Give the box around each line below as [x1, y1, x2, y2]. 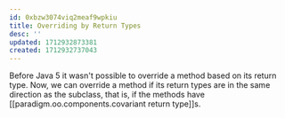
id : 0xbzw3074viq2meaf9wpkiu [9, 12, 118, 22]
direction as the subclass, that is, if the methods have [9, 90, 205, 100]
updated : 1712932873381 [9, 37, 98, 47]
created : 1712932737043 [9, 46, 98, 55]
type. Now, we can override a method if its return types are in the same [9, 80, 271, 90]
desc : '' [9, 29, 42, 38]
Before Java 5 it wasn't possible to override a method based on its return [9, 70, 277, 81]
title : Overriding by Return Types [9, 21, 142, 30]
